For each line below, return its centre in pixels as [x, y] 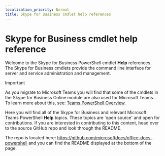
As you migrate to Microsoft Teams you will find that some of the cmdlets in [82, 92]
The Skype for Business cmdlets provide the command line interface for [78, 68]
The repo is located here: [31, 138]
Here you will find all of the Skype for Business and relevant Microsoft [76, 113]
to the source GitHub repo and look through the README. [63, 128]
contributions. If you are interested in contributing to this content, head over [82, 123]
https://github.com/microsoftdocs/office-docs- [105, 138]
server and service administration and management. [58, 73]
